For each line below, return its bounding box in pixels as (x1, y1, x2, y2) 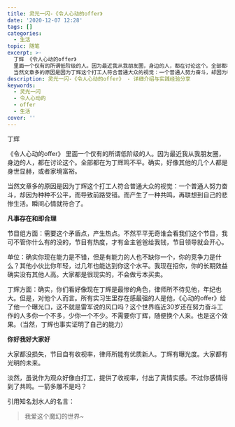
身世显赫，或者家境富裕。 (7, 167, 81, 175)
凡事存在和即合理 (7, 214, 57, 223)
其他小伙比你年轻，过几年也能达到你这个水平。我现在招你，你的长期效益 (19, 261, 228, 269)
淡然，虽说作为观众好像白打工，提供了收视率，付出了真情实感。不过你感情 (7, 373, 222, 381)
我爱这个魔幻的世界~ (24, 412, 85, 420)
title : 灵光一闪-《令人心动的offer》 (7, 10, 103, 17)
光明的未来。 (7, 358, 44, 367)
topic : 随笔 (7, 43, 40, 50)
